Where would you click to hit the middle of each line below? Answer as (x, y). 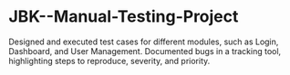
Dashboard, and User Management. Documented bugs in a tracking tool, (145, 51)
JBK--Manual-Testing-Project (124, 17)
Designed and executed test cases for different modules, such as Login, (144, 42)
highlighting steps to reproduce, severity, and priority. (109, 61)
